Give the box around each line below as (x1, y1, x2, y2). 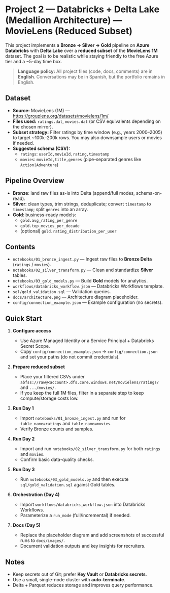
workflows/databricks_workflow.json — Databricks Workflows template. (12, 283, 164, 289)
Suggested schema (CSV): (12, 145, 70, 151)
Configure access (12, 328, 52, 334)
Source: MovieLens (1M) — (12, 107, 70, 113)
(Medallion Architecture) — (5, 14, 122, 26)
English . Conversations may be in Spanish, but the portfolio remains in (17, 73, 165, 80)
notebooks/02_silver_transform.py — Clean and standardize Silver (12, 267, 153, 273)
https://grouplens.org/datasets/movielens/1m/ (12, 113, 109, 119)
